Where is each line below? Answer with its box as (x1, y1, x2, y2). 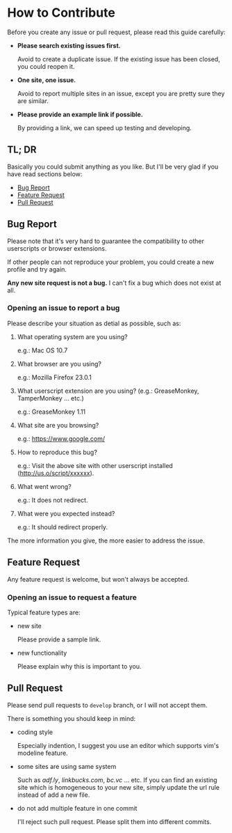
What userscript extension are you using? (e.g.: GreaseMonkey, (17, 387, 199, 395)
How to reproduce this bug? (17, 448, 97, 456)
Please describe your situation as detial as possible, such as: (7, 319, 181, 327)
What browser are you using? (17, 359, 102, 368)
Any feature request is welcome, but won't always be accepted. (7, 575, 190, 583)
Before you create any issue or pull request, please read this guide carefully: (7, 28, 226, 36)
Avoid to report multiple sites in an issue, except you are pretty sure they (17, 89, 225, 98)
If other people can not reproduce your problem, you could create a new (7, 258, 215, 266)
